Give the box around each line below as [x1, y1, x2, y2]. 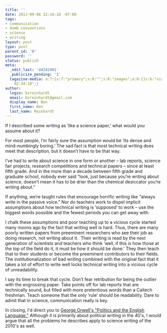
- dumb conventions [5, 26, 46, 31]
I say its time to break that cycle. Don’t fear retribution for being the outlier [5, 276, 157, 282]
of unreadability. [5, 266, 39, 272]
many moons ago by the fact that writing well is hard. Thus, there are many [5, 224, 159, 230]
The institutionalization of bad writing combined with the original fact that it [5, 256, 159, 262]
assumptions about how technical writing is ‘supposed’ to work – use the [5, 204, 154, 210]
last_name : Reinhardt [9, 109, 55, 114]
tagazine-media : [9, 77, 43, 82]
